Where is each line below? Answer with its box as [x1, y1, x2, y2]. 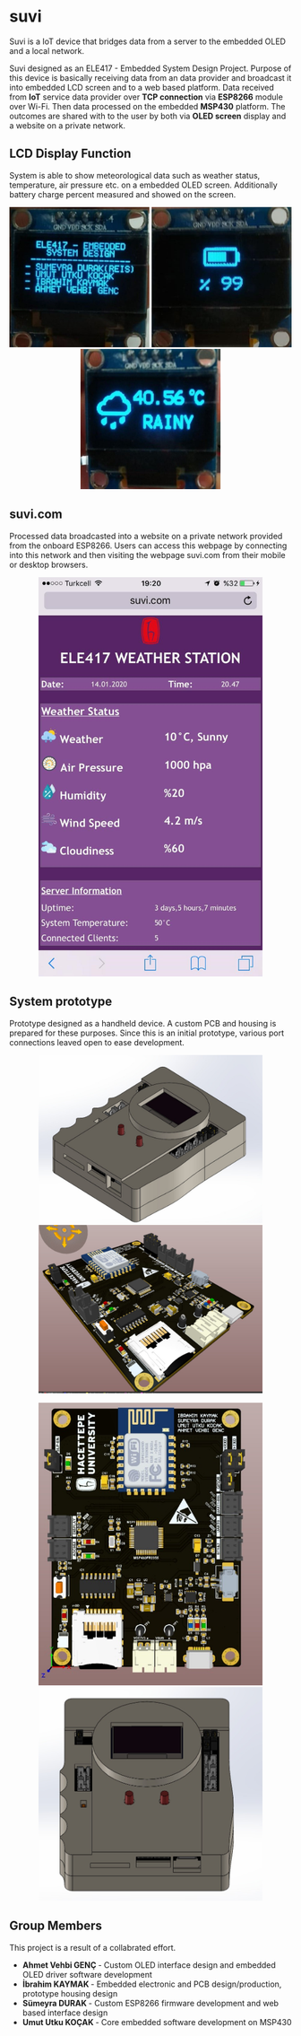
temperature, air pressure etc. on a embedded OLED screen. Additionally [9, 179, 278, 190]
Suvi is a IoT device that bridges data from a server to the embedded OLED [9, 36, 287, 47]
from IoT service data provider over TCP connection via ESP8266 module [9, 92, 284, 102]
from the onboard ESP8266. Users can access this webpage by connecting [9, 540, 288, 551]
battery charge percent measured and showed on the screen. [9, 188, 236, 199]
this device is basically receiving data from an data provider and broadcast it [9, 72, 292, 83]
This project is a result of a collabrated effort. [9, 1942, 176, 1953]
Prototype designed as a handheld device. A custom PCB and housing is [9, 1018, 277, 1028]
